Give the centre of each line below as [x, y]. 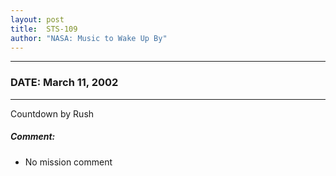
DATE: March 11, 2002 [64, 83]
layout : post [37, 19]
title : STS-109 [44, 29]
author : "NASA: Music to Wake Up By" [89, 38]
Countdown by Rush [52, 113]
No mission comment [68, 162]
